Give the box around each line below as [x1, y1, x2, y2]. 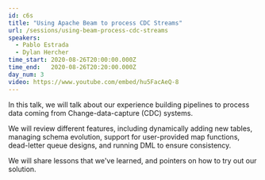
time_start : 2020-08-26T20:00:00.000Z [8, 56, 136, 64]
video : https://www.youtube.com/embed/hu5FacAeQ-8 [8, 78, 179, 86]
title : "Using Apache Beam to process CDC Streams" [8, 19, 182, 27]
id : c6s [8, 11, 34, 20]
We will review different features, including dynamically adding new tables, [8, 124, 252, 133]
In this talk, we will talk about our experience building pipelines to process [8, 100, 250, 109]
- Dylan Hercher [15, 48, 69, 56]
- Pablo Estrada [15, 41, 69, 49]
